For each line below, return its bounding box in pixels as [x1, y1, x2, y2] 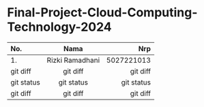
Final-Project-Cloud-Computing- [7, 5, 198, 20]
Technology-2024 [7, 19, 113, 35]
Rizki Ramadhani [46, 55, 100, 65]
